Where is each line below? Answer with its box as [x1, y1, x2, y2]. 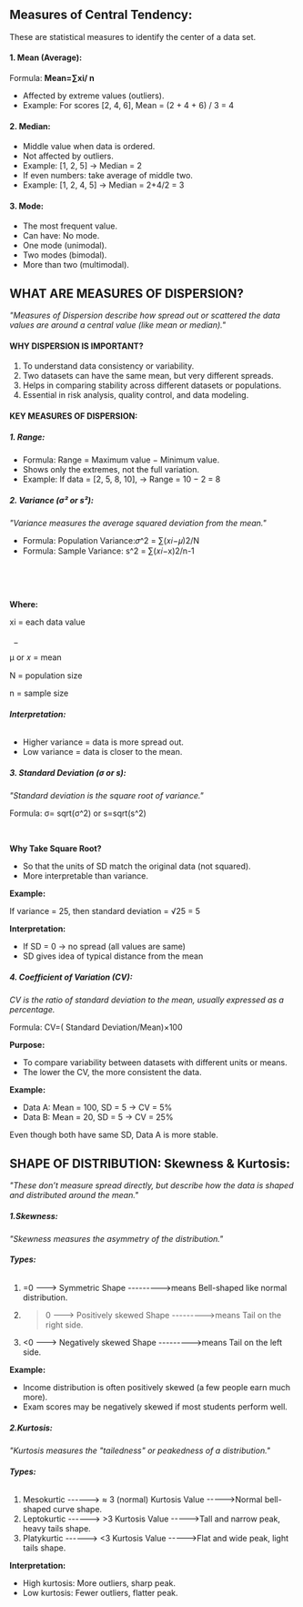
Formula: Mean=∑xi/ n [9, 73, 95, 84]
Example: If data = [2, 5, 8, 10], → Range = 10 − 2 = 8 [22, 473, 221, 484]
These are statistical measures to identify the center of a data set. [9, 31, 257, 42]
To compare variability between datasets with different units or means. [22, 1057, 288, 1068]
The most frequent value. [22, 220, 118, 231]
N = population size [9, 669, 83, 681]
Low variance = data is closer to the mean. [22, 747, 183, 758]
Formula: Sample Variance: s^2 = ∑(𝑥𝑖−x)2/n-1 [22, 545, 196, 556]
